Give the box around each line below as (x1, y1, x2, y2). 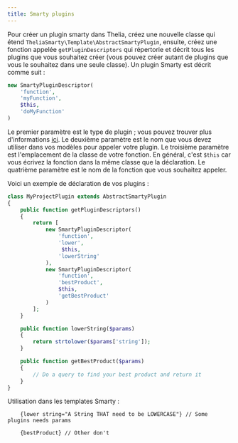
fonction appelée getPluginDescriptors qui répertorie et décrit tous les (7, 45, 215, 53)
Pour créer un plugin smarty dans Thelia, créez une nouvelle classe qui (7, 30, 215, 38)
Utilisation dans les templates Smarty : (7, 397, 119, 406)
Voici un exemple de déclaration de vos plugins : (7, 179, 149, 187)
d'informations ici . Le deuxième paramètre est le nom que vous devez (7, 135, 212, 143)
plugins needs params (7, 417, 72, 424)
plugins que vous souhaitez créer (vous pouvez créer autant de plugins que (7, 53, 229, 61)
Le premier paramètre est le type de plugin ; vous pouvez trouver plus (7, 127, 212, 136)
